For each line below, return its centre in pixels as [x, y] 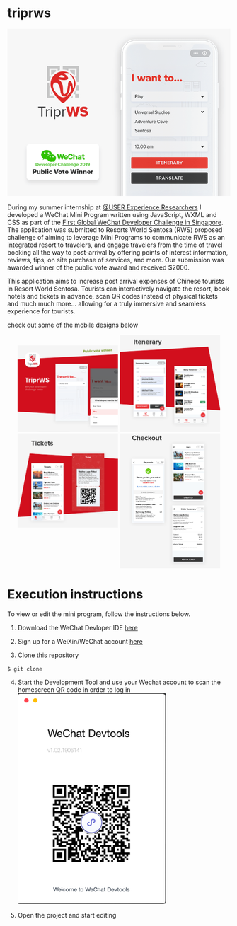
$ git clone [25, 669]
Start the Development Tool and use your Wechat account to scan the [119, 682]
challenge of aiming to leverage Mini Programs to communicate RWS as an [116, 237]
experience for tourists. [41, 311]
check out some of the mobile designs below [73, 325]
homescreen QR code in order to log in [74, 689]
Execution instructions [75, 594]
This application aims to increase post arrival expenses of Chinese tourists [116, 281]
